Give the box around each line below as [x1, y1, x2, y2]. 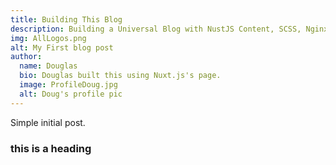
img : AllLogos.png [10, 33, 87, 43]
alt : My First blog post [10, 42, 114, 53]
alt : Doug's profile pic [19, 89, 123, 99]
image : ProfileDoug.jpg [19, 80, 118, 90]
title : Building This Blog [10, 14, 123, 25]
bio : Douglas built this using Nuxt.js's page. [19, 71, 222, 81]
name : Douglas [19, 61, 78, 71]
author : [10, 52, 43, 62]
